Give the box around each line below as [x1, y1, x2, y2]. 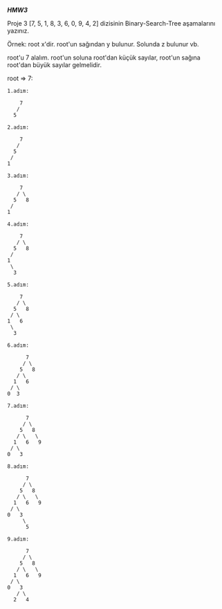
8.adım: [7, 463, 30, 470]
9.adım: [7, 536, 30, 543]
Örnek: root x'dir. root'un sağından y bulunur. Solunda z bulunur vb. [7, 40, 199, 48]
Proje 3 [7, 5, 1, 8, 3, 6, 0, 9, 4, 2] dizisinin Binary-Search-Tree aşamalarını [7, 19, 216, 27]
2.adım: [7, 124, 30, 131]
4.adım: [7, 221, 30, 228]
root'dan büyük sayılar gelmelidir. [7, 61, 102, 69]
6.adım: [7, 342, 30, 349]
